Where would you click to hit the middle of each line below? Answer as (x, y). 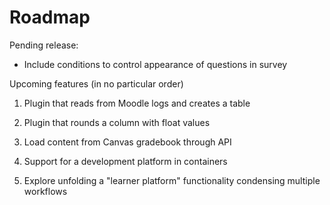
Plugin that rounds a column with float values (117, 122)
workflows (45, 191)
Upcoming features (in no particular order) (96, 83)
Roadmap (50, 17)
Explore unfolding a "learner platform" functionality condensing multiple (172, 180)
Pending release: (44, 45)
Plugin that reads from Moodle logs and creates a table (137, 103)
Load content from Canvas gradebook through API (127, 142)
